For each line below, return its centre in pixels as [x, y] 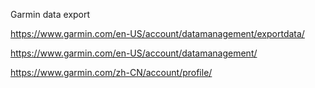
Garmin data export [50, 14]
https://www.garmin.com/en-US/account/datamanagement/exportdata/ [157, 33]
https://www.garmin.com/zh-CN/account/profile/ [111, 72]
